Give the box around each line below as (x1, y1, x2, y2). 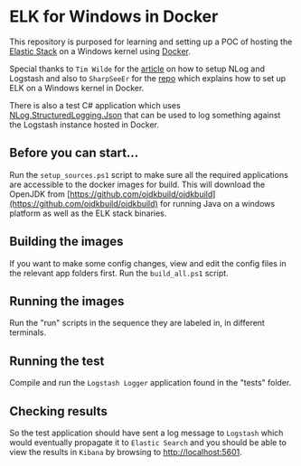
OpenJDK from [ (9, 188, 71, 200)
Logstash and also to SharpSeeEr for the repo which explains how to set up (9, 72, 287, 83)
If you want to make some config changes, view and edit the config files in (9, 257, 287, 268)
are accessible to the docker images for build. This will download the (9, 179, 266, 190)
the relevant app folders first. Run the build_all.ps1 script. (9, 267, 229, 278)
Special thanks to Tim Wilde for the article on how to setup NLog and (9, 63, 265, 74)
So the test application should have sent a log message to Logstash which (9, 427, 284, 438)
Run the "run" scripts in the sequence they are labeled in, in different (9, 318, 265, 329)
